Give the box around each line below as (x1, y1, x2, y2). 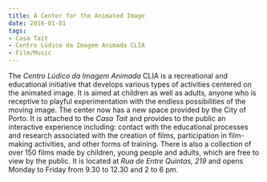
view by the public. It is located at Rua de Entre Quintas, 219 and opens (8, 156, 244, 165)
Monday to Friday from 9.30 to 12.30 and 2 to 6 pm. (8, 165, 179, 174)
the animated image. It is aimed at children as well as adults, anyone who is (8, 88, 257, 97)
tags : (8, 26, 26, 34)
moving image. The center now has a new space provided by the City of (8, 105, 247, 115)
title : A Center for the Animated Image (8, 11, 146, 20)
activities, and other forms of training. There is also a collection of (34, 140, 252, 148)
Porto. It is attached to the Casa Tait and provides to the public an (8, 114, 226, 123)
